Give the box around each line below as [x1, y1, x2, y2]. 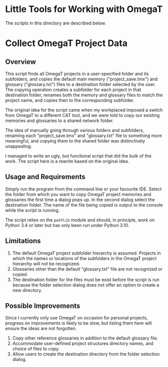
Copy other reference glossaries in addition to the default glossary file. [12, 335, 158, 341]
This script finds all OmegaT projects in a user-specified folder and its [5, 70, 149, 76]
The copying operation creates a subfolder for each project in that [5, 86, 141, 92]
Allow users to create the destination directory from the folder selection [12, 351, 160, 357]
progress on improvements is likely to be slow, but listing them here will [5, 320, 152, 326]
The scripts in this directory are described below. [5, 20, 106, 26]
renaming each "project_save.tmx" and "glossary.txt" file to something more [5, 132, 162, 138]
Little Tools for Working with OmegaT [5, 3, 163, 15]
